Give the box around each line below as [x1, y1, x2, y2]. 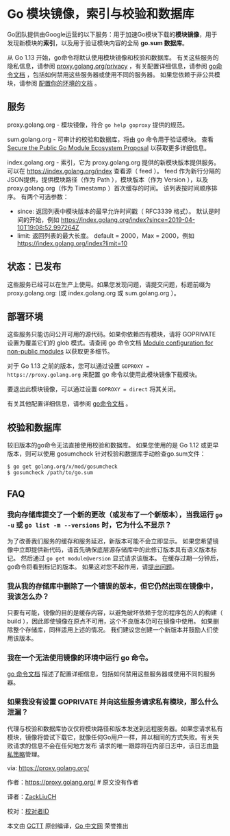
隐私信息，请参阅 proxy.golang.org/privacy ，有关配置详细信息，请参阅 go [7, 62, 217, 70]
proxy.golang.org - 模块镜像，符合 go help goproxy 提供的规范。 [7, 121, 189, 129]
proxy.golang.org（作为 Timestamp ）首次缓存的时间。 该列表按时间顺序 [7, 184, 212, 192]
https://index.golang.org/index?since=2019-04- [60, 215, 196, 223]
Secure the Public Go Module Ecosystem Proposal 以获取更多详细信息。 [7, 143, 211, 151]
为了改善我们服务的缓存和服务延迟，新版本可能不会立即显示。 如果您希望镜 [7, 537, 219, 545]
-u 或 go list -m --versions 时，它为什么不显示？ [7, 520, 172, 530]
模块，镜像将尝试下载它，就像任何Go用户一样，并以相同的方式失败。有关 [7, 733, 214, 741]
